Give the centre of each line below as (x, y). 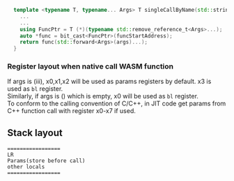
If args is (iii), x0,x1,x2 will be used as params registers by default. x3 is (109, 81)
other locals (26, 167)
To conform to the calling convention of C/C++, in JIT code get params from (117, 103)
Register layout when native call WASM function (91, 67)
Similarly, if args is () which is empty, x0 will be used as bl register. (103, 96)
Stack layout (35, 133)
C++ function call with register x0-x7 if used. (71, 111)
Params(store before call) (46, 161)
